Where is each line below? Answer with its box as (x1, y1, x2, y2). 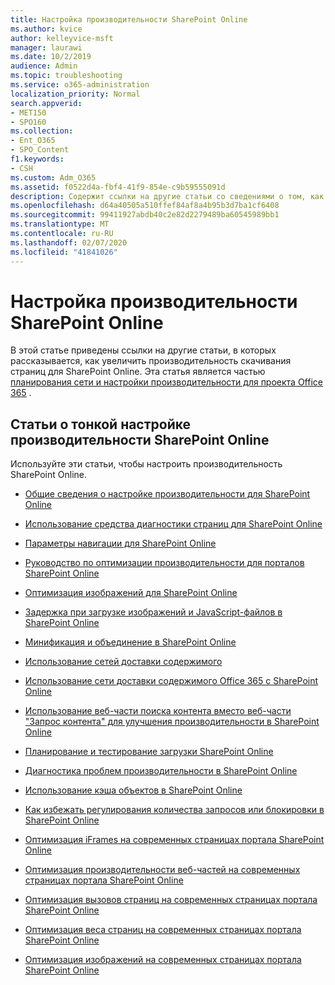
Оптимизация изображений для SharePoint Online (24, 587, 238, 599)
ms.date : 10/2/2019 (10, 52, 92, 62)
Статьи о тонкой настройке (10, 416, 192, 433)
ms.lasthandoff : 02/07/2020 (10, 237, 128, 248)
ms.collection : (10, 126, 74, 136)
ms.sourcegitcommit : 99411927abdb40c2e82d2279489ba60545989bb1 (10, 210, 280, 220)
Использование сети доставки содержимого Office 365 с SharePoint (24, 675, 319, 687)
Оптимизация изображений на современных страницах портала (24, 954, 302, 966)
